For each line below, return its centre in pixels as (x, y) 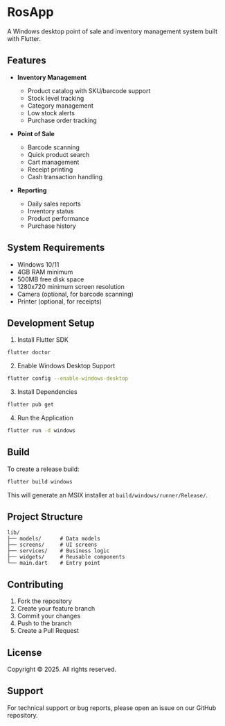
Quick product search (58, 154)
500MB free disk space (51, 279)
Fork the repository (45, 601)
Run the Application (45, 418)
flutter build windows (40, 481)
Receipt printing (50, 169)
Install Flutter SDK (43, 340)
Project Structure (45, 517)
